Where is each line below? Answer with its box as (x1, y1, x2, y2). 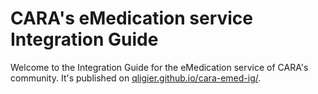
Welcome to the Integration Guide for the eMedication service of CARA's (10, 61, 309, 73)
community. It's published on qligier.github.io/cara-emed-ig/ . (10, 72, 262, 84)
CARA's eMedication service (10, 7, 254, 30)
